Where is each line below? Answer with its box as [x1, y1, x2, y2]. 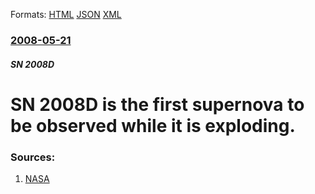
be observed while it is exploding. [10, 114, 296, 137]
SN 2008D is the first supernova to [10, 93, 305, 116]
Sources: [10, 150, 56, 164]
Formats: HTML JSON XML [10, 9, 122, 20]
